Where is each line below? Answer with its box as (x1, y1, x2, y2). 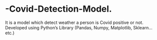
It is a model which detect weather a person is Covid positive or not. (5, 20, 144, 25)
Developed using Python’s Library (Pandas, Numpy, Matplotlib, (5, 24, 132, 30)
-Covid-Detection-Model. (5, 3, 112, 15)
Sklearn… (133, 24, 153, 30)
